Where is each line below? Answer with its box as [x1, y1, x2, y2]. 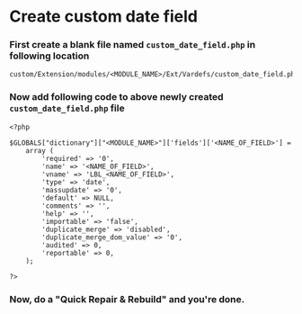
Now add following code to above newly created [9, 91, 224, 103]
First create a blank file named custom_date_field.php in [9, 39, 256, 51]
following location [9, 49, 90, 62]
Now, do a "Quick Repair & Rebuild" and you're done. [9, 292, 245, 305]
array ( [25, 146, 54, 155]
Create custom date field [9, 6, 198, 27]
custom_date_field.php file [9, 102, 125, 114]
